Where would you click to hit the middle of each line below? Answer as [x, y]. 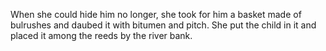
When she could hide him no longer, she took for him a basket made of [156, 14]
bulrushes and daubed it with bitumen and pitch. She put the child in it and [163, 25]
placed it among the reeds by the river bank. [101, 35]
